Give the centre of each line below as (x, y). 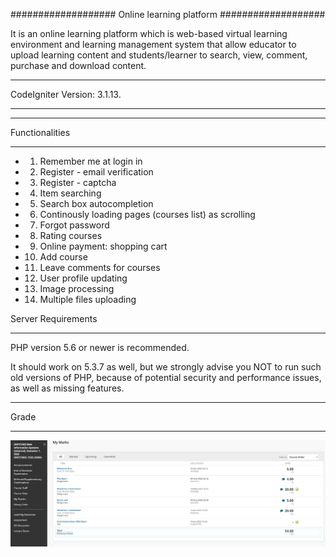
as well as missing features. (67, 388)
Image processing (77, 288)
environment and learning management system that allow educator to (153, 44)
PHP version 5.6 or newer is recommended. (100, 347)
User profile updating (83, 278)
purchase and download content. (78, 65)
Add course (63, 257)
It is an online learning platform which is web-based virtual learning (149, 33)
